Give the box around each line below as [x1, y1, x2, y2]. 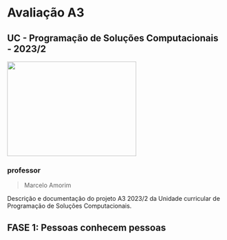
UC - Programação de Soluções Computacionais [7, 32, 219, 44]
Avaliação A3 [7, 5, 85, 21]
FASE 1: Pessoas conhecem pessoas [7, 221, 166, 233]
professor [7, 165, 41, 175]
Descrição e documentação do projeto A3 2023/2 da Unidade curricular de [7, 195, 220, 203]
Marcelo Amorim [23, 181, 72, 190]
